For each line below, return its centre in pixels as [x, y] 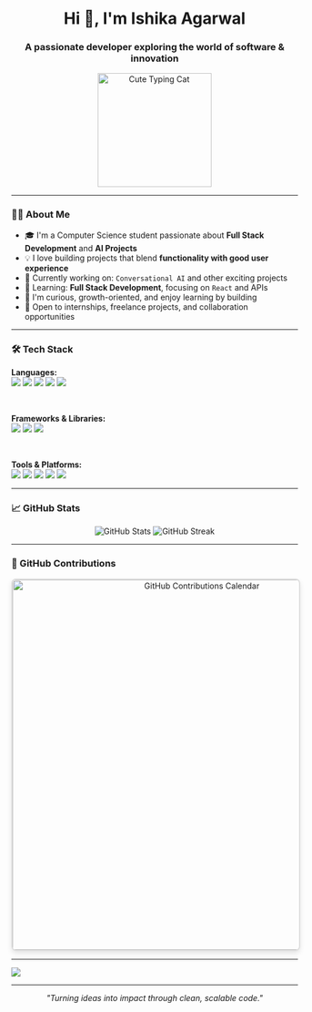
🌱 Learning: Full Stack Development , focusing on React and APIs [146, 287]
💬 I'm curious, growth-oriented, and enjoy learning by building [141, 297]
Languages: [35, 373]
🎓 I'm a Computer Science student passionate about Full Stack [144, 235]
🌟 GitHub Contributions [64, 564]
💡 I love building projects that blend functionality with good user [146, 258]
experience [46, 268]
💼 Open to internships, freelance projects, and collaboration [136, 307]
